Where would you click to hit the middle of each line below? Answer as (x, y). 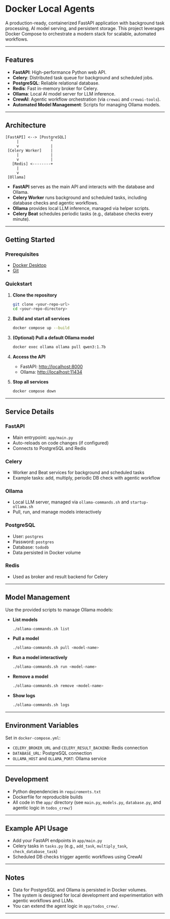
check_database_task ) (35, 851)
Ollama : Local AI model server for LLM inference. (64, 94)
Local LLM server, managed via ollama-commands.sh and (71, 502)
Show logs (24, 696)
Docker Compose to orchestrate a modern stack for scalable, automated (81, 34)
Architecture (26, 125)
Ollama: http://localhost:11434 (51, 372)
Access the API (29, 357)
